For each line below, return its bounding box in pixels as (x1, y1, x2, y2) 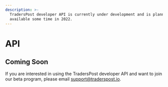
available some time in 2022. (9, 16, 72, 21)
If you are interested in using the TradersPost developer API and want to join (5, 71, 162, 77)
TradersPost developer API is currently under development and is (9, 12, 151, 17)
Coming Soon (5, 58, 48, 66)
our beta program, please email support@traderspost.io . (5, 76, 121, 82)
